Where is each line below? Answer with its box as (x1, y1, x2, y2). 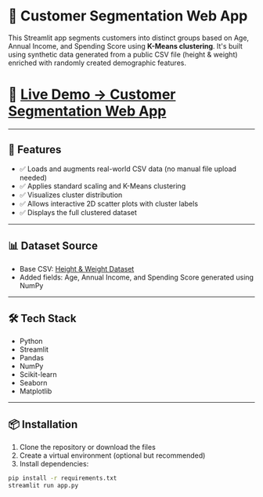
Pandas (19, 353, 45, 363)
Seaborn (19, 378, 48, 388)
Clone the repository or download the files (19, 443, 157, 452)
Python (19, 337, 43, 346)
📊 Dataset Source (8, 239, 98, 253)
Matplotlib (19, 386, 52, 396)
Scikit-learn (19, 370, 57, 379)
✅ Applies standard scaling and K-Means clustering (19, 181, 186, 191)
